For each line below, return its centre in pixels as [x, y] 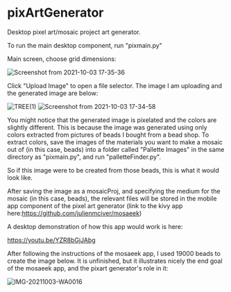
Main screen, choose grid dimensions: [62, 59]
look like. [20, 178]
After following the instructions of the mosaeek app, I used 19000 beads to [114, 253]
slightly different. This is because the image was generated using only [107, 127]
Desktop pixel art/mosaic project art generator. [74, 32]
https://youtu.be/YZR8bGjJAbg [51, 240]
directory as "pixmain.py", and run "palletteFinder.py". [84, 157]
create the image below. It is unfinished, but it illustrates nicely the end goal [115, 261]
